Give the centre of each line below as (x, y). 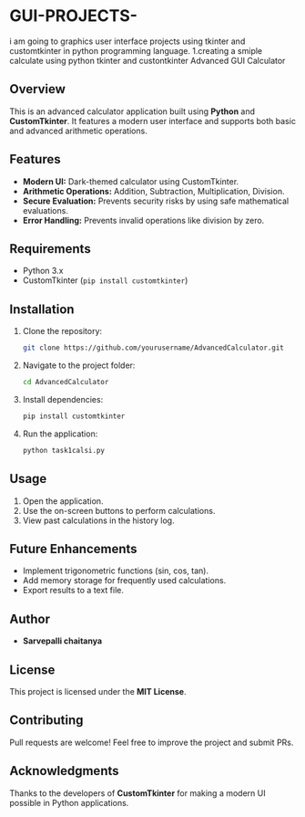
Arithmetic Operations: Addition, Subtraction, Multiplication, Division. (153, 191)
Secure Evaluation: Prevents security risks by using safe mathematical (156, 201)
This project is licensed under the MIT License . (98, 691)
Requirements (50, 249)
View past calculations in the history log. (98, 520)
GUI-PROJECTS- (74, 16)
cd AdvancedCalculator (66, 382)
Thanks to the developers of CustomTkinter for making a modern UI (137, 793)
